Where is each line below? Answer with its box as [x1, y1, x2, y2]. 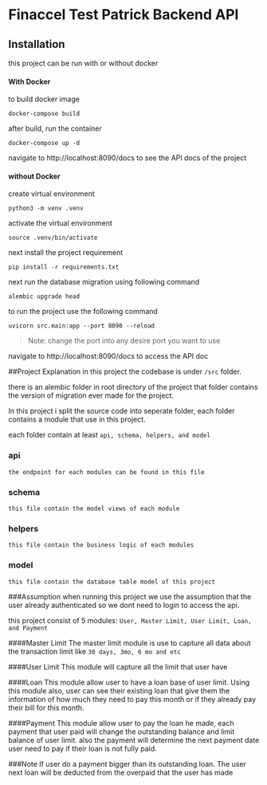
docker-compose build [8, 110, 80, 118]
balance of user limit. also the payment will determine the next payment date [8, 735, 260, 744]
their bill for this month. [8, 703, 85, 712]
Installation [8, 37, 65, 51]
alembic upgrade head [8, 292, 80, 300]
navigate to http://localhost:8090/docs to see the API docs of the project [8, 153, 247, 163]
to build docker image [8, 94, 80, 104]
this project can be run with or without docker [8, 58, 159, 68]
